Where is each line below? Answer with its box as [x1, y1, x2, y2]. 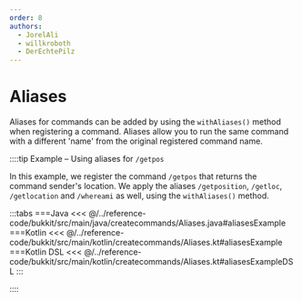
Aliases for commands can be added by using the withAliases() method [9, 116, 282, 127]
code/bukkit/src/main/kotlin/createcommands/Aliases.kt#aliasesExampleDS [9, 256, 294, 267]
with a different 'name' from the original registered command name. [9, 135, 264, 146]
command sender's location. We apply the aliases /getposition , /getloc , [9, 181, 283, 192]
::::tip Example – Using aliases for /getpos [9, 154, 165, 165]
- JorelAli [17, 30, 59, 39]
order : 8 [9, 13, 43, 23]
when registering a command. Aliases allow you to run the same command [9, 126, 289, 137]
